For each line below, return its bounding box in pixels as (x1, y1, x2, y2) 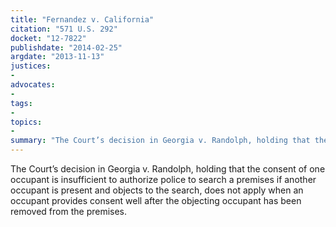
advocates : (10, 80, 56, 90)
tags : (10, 98, 33, 108)
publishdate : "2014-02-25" (10, 42, 123, 53)
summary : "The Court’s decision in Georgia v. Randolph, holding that (10, 136, 311, 146)
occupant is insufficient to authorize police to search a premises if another (10, 174, 317, 185)
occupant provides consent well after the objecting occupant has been (10, 195, 302, 206)
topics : (10, 117, 43, 127)
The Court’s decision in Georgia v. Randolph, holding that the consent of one (10, 163, 326, 175)
